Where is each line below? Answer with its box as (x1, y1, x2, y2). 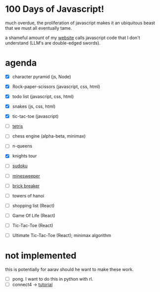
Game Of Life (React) (12, 212, 56, 218)
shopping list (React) (12, 202, 55, 208)
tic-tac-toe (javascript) (12, 113, 59, 119)
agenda (5, 57, 37, 69)
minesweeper (12, 173, 40, 179)
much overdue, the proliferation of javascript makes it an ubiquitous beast (5, 20, 156, 26)
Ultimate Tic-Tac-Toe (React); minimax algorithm (12, 232, 112, 238)
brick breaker (12, 183, 40, 189)
